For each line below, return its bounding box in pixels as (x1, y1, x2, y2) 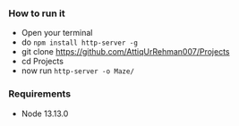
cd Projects (21, 56, 64, 67)
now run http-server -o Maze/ (21, 65, 135, 76)
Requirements (8, 88, 72, 100)
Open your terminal (21, 28, 93, 38)
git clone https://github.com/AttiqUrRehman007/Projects (21, 46, 230, 57)
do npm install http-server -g (21, 37, 138, 47)
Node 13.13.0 (21, 108, 69, 119)
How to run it (8, 7, 65, 20)
